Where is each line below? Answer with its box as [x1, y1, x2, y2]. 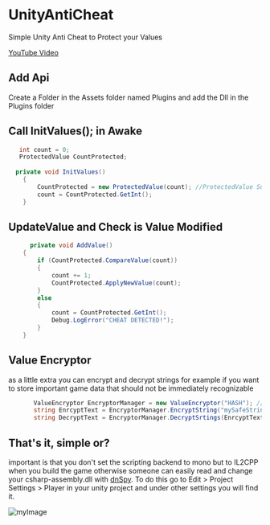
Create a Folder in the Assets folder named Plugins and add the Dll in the [8, 92, 249, 102]
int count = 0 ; [18, 146, 70, 154]
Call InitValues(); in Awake [8, 125, 143, 138]
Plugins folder [8, 100, 55, 110]
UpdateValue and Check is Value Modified [8, 219, 223, 234]
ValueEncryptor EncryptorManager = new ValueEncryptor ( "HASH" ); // [33, 399, 264, 407]
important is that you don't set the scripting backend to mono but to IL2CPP [8, 457, 259, 467]
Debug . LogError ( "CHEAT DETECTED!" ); [51, 316, 174, 325]
